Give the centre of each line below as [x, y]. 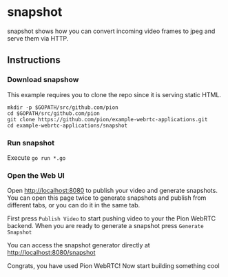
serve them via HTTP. [38, 38]
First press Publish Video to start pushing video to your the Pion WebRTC [111, 218]
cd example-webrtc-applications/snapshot [68, 125]
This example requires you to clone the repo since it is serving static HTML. [114, 94]
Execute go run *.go [37, 157]
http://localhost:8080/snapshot [51, 253]
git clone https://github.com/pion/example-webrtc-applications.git [107, 119]
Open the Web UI [36, 175]
